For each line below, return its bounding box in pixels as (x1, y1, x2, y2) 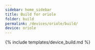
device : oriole (5, 26, 36, 31)
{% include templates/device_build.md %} (5, 39, 91, 45)
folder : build (5, 16, 34, 21)
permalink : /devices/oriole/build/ (5, 21, 78, 26)
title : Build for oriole (5, 12, 56, 17)
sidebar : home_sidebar (5, 7, 52, 12)
